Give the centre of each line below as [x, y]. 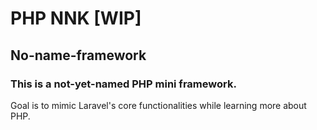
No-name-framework [78, 55]
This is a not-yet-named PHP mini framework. [123, 84]
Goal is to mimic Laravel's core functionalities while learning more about [158, 105]
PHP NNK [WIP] [76, 18]
